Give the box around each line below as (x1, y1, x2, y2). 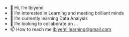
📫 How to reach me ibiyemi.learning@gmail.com (10, 26, 111, 32)
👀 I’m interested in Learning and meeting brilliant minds (10, 10, 124, 16)
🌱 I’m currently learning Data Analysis (10, 15, 88, 21)
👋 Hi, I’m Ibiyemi (10, 5, 44, 10)
